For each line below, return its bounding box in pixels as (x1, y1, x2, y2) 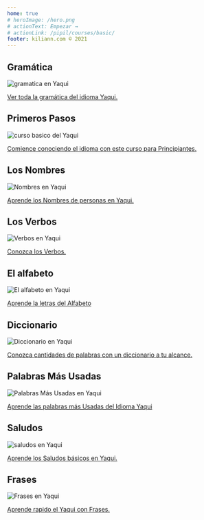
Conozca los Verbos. (7, 247, 67, 256)
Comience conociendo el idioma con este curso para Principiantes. (7, 144, 197, 152)
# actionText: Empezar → (7, 23, 78, 30)
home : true (7, 10, 38, 17)
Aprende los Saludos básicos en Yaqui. (7, 454, 118, 462)
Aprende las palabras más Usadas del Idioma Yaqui (7, 402, 152, 410)
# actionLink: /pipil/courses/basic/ (7, 29, 115, 37)
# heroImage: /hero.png (7, 17, 76, 23)
